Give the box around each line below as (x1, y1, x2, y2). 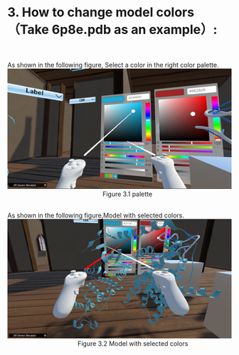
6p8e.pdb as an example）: (51, 22, 218, 38)
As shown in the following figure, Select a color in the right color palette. (7, 60, 219, 69)
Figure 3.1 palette (102, 190, 153, 199)
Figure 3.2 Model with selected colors (77, 339, 188, 348)
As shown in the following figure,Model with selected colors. (7, 211, 185, 220)
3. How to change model (7, 4, 154, 21)
